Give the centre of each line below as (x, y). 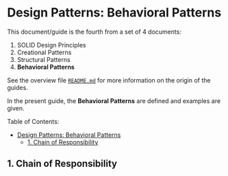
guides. (18, 87)
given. (16, 108)
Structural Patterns (43, 59)
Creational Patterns (44, 52)
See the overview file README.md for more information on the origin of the (109, 80)
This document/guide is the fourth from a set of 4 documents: (94, 32)
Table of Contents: (33, 121)
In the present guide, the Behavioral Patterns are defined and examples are (114, 100)
